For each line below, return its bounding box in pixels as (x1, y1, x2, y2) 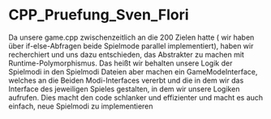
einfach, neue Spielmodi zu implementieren (8, 101, 153, 111)
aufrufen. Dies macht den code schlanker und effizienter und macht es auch (8, 92, 264, 102)
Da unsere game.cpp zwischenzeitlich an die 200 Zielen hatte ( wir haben (8, 32, 255, 42)
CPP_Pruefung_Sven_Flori (8, 6, 189, 24)
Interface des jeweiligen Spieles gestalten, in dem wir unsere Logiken (8, 83, 240, 94)
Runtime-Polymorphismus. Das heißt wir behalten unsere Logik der (8, 58, 233, 68)
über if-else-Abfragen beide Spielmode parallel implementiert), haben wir (8, 40, 254, 50)
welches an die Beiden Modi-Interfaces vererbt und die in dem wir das (8, 75, 244, 85)
